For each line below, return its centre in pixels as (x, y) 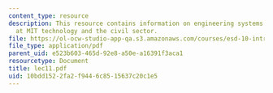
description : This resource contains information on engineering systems (136, 23)
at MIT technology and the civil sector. (87, 31)
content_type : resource (49, 16)
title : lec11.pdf (38, 69)
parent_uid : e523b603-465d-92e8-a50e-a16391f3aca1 (96, 53)
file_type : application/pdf (56, 46)
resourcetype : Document (49, 61)
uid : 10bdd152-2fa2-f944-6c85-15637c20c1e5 (83, 76)
